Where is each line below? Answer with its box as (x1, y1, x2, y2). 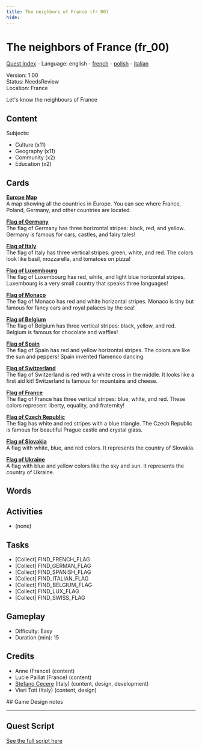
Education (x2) (14, 160, 52, 168)
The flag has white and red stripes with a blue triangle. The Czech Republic (6, 420, 192, 427)
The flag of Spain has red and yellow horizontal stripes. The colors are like (6, 347, 191, 354)
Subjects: (6, 130, 30, 137)
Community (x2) (14, 154, 55, 161)
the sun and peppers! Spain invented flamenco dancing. (6, 353, 145, 361)
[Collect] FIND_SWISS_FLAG (14, 594, 85, 602)
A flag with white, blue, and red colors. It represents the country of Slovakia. (6, 444, 195, 451)
